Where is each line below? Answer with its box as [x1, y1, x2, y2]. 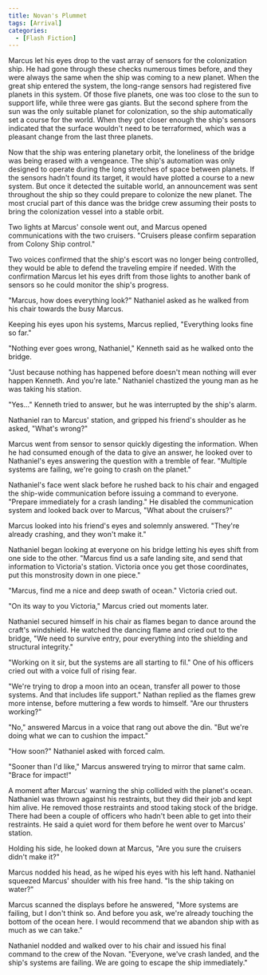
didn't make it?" [8, 852, 60, 862]
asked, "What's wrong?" [8, 424, 88, 433]
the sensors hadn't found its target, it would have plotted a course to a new [8, 173, 255, 183]
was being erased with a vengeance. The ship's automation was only [8, 156, 235, 166]
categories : [8, 26, 48, 34]
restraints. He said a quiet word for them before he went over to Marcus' [8, 819, 245, 830]
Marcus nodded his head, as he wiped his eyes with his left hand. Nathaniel [8, 867, 256, 878]
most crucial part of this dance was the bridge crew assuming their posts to [8, 199, 257, 208]
